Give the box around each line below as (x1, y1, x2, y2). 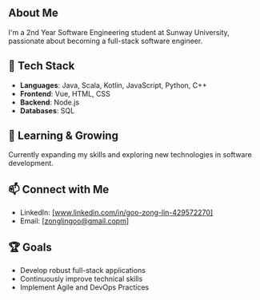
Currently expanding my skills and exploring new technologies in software (8, 150, 252, 160)
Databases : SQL (19, 105, 75, 115)
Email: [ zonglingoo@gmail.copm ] (19, 216, 130, 226)
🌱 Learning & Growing (8, 129, 118, 143)
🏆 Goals (8, 240, 52, 254)
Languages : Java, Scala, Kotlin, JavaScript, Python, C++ (19, 80, 208, 90)
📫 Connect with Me (8, 183, 110, 196)
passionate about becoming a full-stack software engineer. (8, 36, 203, 45)
